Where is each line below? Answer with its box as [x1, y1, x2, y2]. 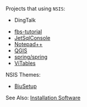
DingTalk [14, 17, 36, 23]
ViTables [14, 59, 36, 67]
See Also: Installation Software [5, 95, 81, 101]
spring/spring [14, 53, 48, 60]
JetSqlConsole [14, 34, 51, 41]
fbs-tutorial [14, 28, 42, 35]
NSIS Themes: [5, 71, 41, 78]
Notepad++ [14, 41, 43, 48]
